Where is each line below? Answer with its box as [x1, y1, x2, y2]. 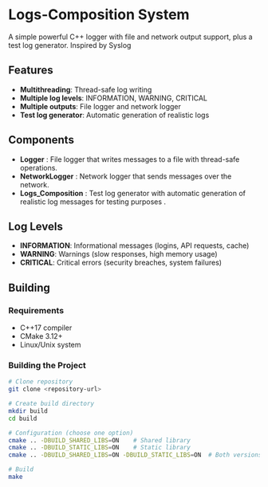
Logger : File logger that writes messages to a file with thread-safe [19, 154, 240, 164]
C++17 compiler [19, 323, 73, 332]
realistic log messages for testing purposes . [19, 197, 166, 206]
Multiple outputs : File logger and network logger [19, 101, 181, 111]
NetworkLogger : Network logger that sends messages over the [19, 171, 232, 181]
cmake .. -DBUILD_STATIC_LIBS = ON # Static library [8, 444, 191, 452]
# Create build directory [8, 400, 94, 408]
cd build [8, 414, 37, 422]
